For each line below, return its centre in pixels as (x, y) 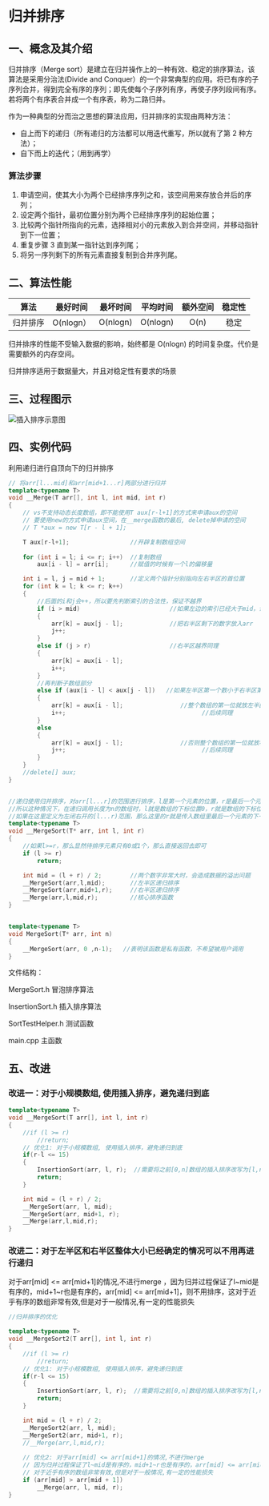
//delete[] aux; (50, 773)
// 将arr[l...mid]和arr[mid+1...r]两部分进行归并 (87, 483)
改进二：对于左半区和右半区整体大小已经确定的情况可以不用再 (127, 1251)
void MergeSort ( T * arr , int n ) (60, 934)
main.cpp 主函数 (35, 1041)
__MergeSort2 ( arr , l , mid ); (69, 1428)
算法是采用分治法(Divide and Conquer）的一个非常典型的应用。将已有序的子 (134, 79)
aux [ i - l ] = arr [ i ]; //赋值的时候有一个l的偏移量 (125, 564)
